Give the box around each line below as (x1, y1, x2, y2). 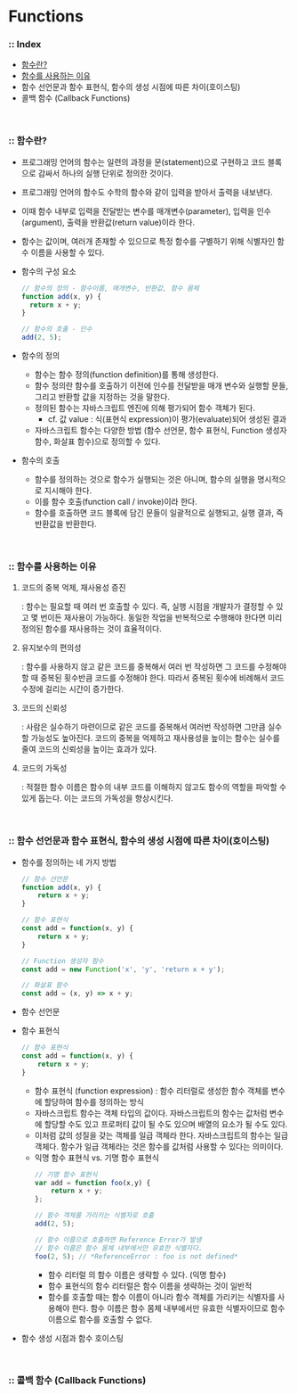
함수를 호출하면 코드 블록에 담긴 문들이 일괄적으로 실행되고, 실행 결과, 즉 (34, 507, 284, 518)
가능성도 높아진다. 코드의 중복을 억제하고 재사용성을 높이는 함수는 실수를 (30, 733, 281, 744)
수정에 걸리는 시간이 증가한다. (20, 684, 124, 695)
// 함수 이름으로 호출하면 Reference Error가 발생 (34, 1235, 202, 1244)
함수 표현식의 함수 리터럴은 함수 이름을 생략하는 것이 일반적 (47, 1280, 253, 1291)
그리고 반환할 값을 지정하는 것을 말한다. (34, 392, 171, 402)
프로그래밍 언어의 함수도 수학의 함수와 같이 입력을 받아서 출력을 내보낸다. (20, 186, 273, 197)
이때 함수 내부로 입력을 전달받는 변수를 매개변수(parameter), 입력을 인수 (20, 205, 272, 216)
